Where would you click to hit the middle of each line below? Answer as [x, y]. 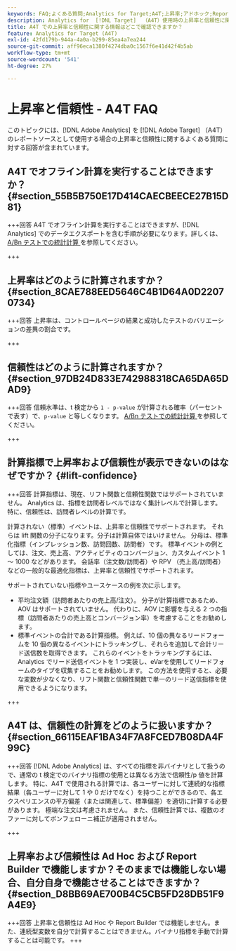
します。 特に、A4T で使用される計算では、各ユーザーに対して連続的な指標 [116, 783]
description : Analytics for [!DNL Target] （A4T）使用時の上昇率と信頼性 [113, 20]
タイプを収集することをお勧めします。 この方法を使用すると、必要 [132, 670]
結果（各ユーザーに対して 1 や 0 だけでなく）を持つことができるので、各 [112, 792]
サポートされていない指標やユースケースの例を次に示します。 [96, 585]
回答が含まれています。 [59, 147]
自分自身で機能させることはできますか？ [113, 883]
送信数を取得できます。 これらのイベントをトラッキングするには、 [119, 653]
